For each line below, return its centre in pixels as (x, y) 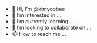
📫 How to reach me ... (39, 34)
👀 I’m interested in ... (36, 15)
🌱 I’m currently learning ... (43, 21)
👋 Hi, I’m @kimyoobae (38, 9)
